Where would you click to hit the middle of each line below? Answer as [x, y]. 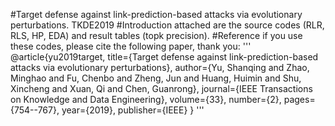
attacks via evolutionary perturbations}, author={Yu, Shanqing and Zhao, [160, 67]
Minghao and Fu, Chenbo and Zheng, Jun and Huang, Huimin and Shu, [156, 78]
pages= [299, 99]
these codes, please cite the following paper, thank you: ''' [131, 46]
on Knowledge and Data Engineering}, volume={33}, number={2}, [146, 99]
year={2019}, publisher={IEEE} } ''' [133, 110]
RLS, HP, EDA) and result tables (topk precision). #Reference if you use [156, 35]
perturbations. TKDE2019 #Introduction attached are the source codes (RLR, [167, 25]
